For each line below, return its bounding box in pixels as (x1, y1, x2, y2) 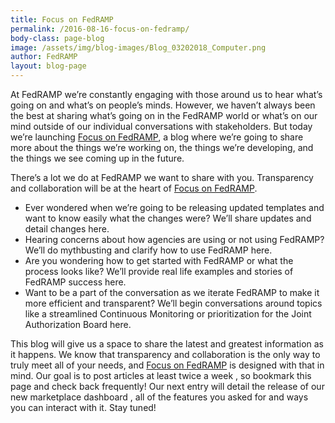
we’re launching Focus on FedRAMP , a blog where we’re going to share (10, 131, 304, 143)
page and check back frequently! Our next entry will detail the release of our (10, 381, 325, 392)
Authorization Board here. (24, 319, 132, 330)
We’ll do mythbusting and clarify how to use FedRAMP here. (24, 244, 273, 256)
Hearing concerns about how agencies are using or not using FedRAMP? (24, 234, 325, 245)
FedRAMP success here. (24, 276, 127, 288)
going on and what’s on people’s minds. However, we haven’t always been (10, 99, 316, 111)
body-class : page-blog (10, 33, 105, 43)
